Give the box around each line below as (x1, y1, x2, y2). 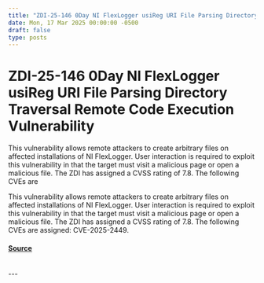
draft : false (8, 26, 51, 34)
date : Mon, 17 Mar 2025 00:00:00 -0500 (8, 19, 139, 27)
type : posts (8, 33, 47, 42)
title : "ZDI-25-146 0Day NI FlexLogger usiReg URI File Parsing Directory (8, 11, 258, 20)
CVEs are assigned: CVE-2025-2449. (8, 226, 130, 235)
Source (8, 243, 33, 252)
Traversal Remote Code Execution (8, 101, 234, 119)
